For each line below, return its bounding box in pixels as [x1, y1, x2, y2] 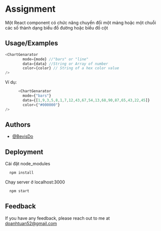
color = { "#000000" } [23, 102, 60, 107]
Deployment [5, 148, 44, 156]
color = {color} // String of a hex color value [23, 66, 119, 71]
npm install [9, 170, 34, 175]
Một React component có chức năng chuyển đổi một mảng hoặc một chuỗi [5, 20, 157, 26]
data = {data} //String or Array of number [23, 61, 109, 66]
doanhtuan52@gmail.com [5, 220, 57, 226]
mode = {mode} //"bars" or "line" [23, 56, 89, 62]
